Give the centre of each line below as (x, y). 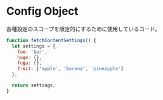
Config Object (42, 11)
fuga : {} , (30, 63)
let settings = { (34, 46)
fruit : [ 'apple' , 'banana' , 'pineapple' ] (70, 69)
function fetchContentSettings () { (51, 40)
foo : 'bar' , (32, 52)
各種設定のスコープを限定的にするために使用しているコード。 (83, 29)
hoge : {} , (30, 57)
